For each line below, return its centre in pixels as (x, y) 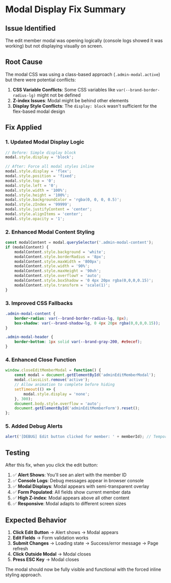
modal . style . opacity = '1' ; (35, 219)
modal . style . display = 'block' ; (39, 157)
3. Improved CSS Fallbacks (39, 303)
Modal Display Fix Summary (66, 9)
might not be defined (59, 95)
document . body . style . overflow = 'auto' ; (58, 404)
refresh (20, 548)
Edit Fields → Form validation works (50, 538)
